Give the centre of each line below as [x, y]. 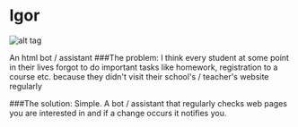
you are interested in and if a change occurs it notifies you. [118, 113]
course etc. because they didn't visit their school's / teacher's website [139, 76]
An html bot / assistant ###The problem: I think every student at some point [149, 57]
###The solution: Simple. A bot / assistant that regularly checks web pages [148, 103]
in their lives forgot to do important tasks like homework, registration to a [144, 67]
